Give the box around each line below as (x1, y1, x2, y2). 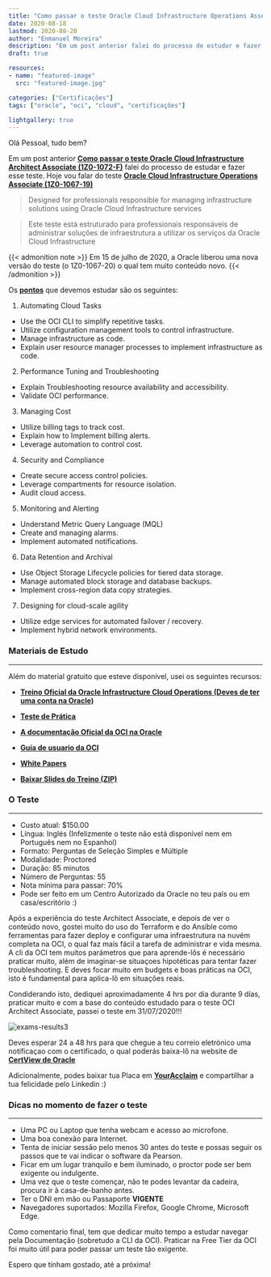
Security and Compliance (19, 455, 105, 465)
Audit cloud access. (19, 488, 86, 498)
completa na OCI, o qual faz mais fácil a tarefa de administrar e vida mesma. (8, 939, 262, 948)
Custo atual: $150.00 (19, 820, 90, 829)
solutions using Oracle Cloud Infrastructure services (27, 204, 202, 214)
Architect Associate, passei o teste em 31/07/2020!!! (8, 1006, 182, 1016)
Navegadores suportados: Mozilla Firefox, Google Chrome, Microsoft (19, 1203, 249, 1212)
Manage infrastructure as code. (19, 333, 125, 344)
